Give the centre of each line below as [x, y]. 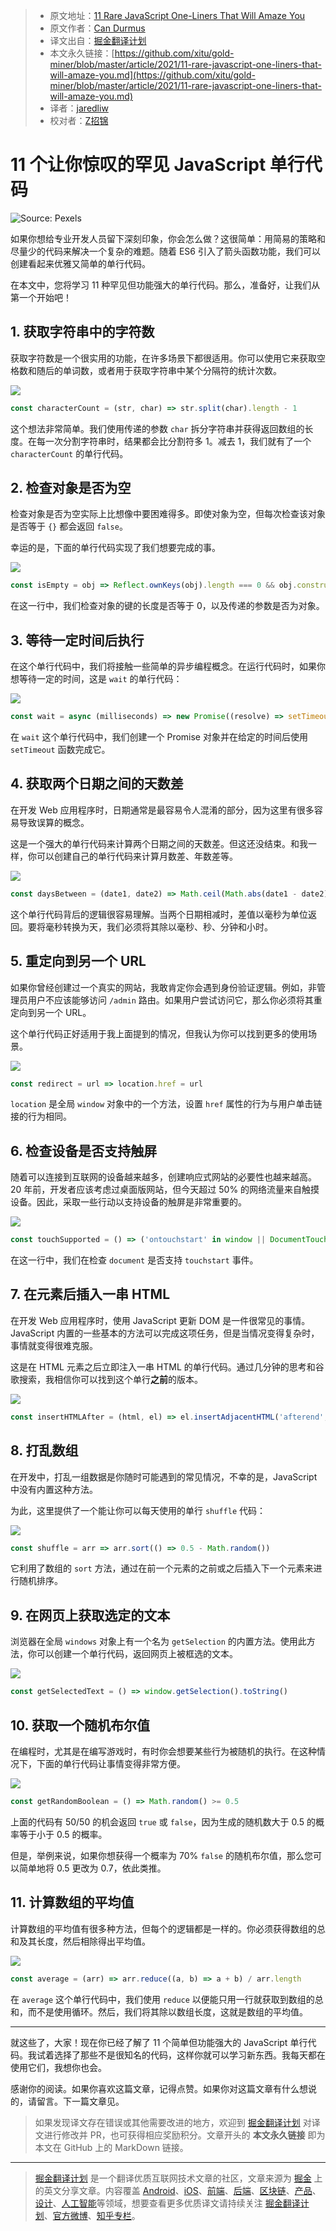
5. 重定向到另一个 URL [78, 961]
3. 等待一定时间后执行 [77, 640]
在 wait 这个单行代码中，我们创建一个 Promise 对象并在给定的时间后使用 [159, 737]
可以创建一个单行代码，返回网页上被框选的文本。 [137, 1654]
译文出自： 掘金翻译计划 [98, 40]
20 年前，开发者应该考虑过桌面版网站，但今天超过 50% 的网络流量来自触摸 [165, 1190]
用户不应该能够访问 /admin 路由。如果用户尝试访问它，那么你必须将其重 [175, 1000]
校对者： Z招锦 [79, 120]
